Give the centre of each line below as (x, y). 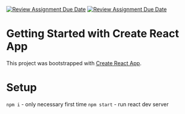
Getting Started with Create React (93, 34)
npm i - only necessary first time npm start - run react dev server (88, 104)
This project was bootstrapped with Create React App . (74, 63)
